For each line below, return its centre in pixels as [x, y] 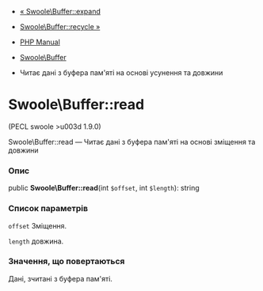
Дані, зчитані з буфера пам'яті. [61, 278]
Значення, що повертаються [67, 262]
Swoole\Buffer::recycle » [60, 26]
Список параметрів [48, 209]
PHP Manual [40, 42]
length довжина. [36, 241]
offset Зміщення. [38, 225]
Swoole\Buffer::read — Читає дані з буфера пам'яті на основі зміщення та [132, 142]
